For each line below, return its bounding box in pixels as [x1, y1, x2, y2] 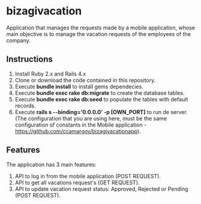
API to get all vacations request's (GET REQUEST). [14, 179, 140, 186]
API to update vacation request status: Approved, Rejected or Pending [14, 185, 188, 193]
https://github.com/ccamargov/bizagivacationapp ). [14, 127, 141, 134]
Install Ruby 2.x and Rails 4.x [14, 70, 86, 77]
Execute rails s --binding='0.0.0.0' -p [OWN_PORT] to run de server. [14, 108, 188, 115]
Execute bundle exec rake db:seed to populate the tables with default [14, 95, 188, 103]
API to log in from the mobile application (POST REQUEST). [14, 172, 161, 179]
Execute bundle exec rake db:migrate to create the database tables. [14, 89, 185, 97]
